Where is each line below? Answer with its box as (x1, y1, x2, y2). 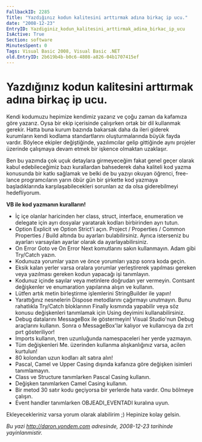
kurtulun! (15, 348, 38, 355)
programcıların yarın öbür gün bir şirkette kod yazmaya (21, 176, 158, 183)
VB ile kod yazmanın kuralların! (6, 200, 86, 208)
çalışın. (15, 392, 33, 400)
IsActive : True (6, 31, 45, 38)
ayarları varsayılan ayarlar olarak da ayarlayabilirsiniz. (15, 238, 149, 245)
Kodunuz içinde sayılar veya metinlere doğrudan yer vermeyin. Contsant (15, 277, 195, 284)
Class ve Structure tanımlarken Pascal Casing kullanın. (15, 373, 151, 380)
